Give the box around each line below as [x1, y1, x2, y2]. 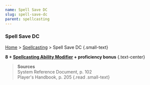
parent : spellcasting [5, 16, 50, 21]
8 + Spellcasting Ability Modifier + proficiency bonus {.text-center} [5, 54, 145, 60]
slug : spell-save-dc [5, 12, 48, 17]
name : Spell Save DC [5, 7, 48, 12]
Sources [17, 63, 36, 70]
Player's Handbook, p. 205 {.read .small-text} [17, 74, 110, 80]
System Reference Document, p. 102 [17, 69, 92, 75]
